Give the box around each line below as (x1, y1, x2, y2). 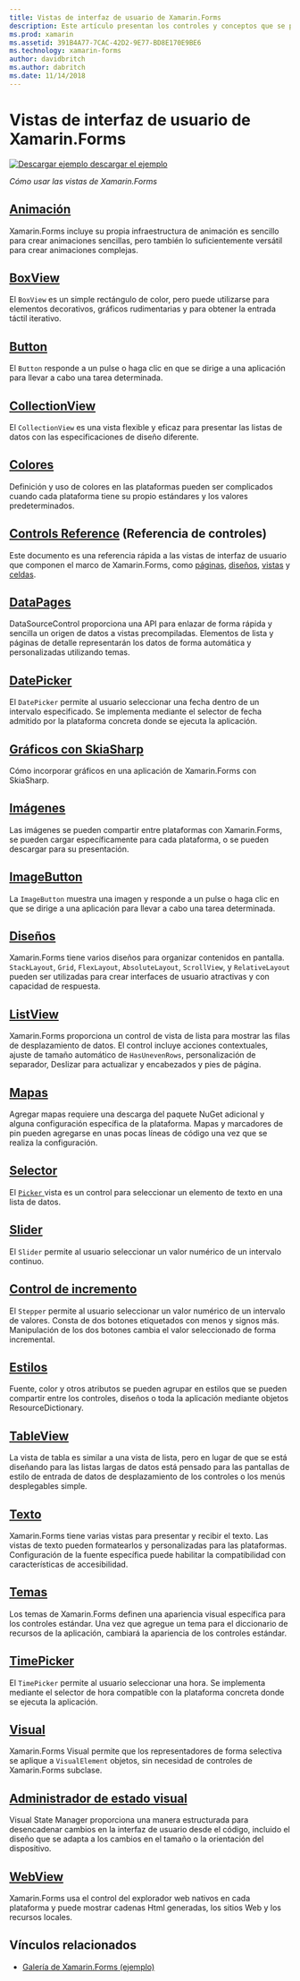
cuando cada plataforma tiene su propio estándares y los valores (9, 490, 248, 501)
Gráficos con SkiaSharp (9, 742, 145, 757)
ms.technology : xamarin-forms (9, 47, 122, 55)
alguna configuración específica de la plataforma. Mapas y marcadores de (9, 1118, 284, 1129)
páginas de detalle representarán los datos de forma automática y (9, 637, 252, 649)
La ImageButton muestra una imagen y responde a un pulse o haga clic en (9, 893, 279, 904)
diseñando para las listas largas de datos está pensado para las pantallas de (9, 1462, 290, 1473)
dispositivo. (9, 1843, 52, 1854)
